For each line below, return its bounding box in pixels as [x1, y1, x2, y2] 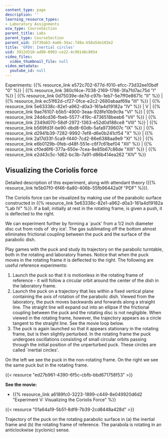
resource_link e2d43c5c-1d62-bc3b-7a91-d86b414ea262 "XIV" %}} [5, 152, 146, 158]
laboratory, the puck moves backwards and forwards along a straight [12, 299, 155, 305]
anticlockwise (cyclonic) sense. [5, 426, 70, 433]
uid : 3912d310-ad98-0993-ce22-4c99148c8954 [5, 49, 98, 54]
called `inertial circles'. [12, 347, 59, 353]
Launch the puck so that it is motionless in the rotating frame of [12, 272, 144, 278]
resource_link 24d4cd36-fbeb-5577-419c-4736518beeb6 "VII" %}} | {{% [5, 114, 156, 120]
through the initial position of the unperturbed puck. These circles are [12, 341, 156, 347]
